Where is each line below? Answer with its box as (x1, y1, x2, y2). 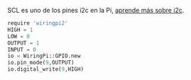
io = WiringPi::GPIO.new (7, 52, 81, 59)
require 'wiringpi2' (7, 20, 69, 27)
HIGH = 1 (7, 26, 33, 33)
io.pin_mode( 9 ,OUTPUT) (7, 59, 75, 67)
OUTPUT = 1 (7, 39, 40, 47)
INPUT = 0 (7, 46, 37, 53)
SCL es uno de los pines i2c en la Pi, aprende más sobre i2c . (7, 6, 185, 14)
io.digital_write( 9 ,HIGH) (7, 66, 84, 73)
